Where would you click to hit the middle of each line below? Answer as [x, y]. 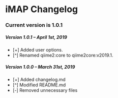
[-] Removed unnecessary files [45, 90]
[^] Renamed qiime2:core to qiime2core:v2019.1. [63, 55]
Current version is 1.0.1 [34, 25]
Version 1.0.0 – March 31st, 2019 [40, 67]
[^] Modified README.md [39, 85]
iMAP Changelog [42, 9]
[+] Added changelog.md [39, 80]
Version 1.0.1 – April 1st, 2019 [36, 37]
